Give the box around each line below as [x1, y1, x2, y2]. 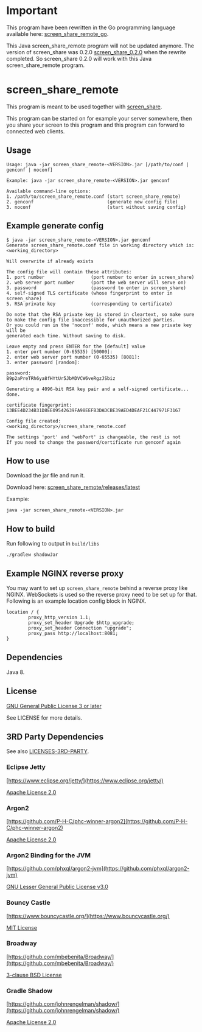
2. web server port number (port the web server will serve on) [6, 279, 187, 286]
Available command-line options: [6, 188, 91, 194]
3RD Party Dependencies [6, 731, 104, 742]
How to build [6, 524, 55, 534]
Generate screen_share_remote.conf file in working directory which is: [6, 242, 195, 248]
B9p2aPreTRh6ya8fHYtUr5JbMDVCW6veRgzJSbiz [6, 375, 116, 381]
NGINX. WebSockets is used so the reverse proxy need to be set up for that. [6, 591, 197, 598]
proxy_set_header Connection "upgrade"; [28, 625, 132, 631]
